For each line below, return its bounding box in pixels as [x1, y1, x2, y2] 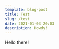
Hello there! [5, 39, 29, 45]
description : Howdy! [5, 26, 48, 31]
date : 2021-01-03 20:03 [5, 21, 55, 26]
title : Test [5, 12, 30, 17]
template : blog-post [5, 7, 48, 12]
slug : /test [5, 16, 30, 21]
